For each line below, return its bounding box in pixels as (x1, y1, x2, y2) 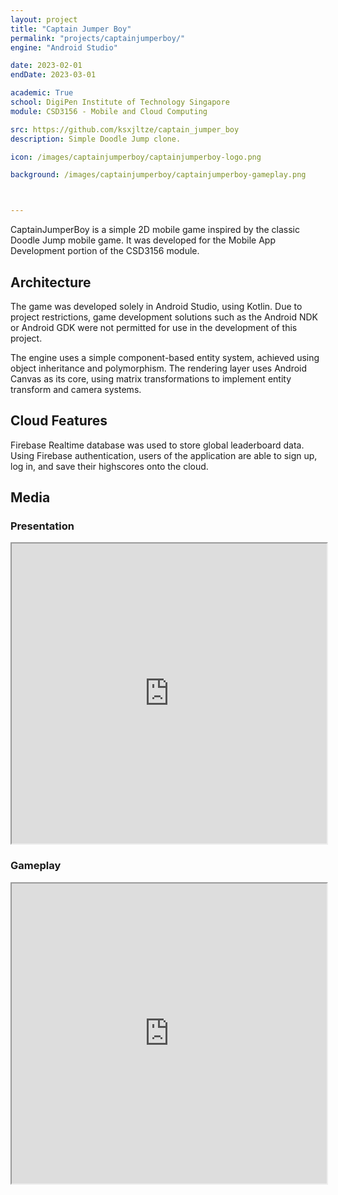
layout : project (10, 14, 78, 25)
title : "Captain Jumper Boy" (10, 24, 132, 34)
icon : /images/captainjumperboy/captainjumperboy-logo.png (10, 152, 262, 162)
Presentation (10, 519, 75, 533)
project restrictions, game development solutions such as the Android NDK (10, 311, 318, 323)
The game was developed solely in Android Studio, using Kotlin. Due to (10, 300, 303, 312)
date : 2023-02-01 (10, 61, 83, 71)
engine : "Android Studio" (10, 42, 118, 53)
